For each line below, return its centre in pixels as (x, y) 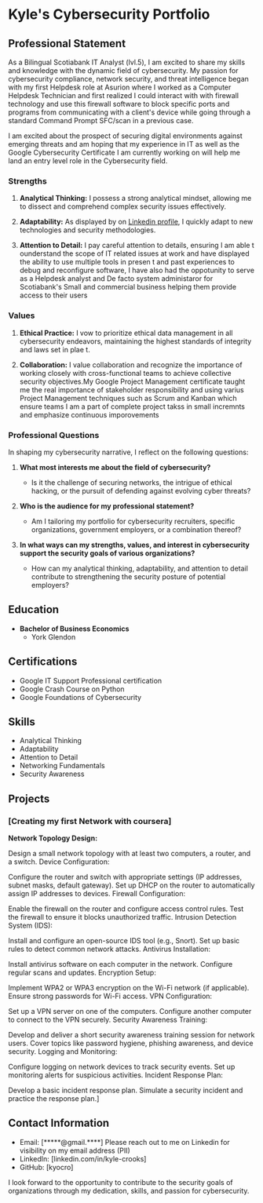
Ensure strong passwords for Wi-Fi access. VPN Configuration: (110, 996)
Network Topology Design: (53, 838)
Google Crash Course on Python (72, 689)
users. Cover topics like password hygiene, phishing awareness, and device (131, 1043)
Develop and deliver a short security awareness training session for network (131, 1035)
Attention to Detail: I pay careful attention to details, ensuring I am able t (137, 246)
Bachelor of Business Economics (74, 629)
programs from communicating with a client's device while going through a (130, 112)
